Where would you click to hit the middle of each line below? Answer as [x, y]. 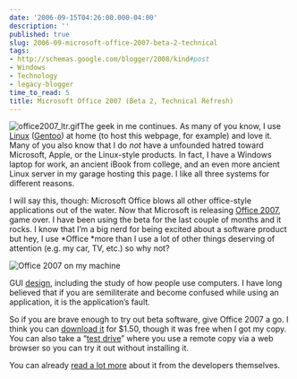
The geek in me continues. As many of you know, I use [181, 126]
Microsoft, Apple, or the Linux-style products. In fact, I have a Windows [140, 155]
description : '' [39, 26]
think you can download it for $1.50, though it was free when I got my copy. [148, 329]
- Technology [34, 76]
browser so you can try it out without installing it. [99, 348]
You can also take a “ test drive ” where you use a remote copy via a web [142, 339]
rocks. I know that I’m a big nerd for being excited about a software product [148, 229]
